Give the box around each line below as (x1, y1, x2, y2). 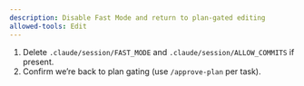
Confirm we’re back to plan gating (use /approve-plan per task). (22, 65, 261, 77)
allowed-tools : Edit (9, 22, 88, 31)
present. (22, 56, 54, 67)
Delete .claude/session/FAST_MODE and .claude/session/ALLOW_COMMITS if (22, 46, 295, 57)
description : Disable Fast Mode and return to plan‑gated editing (9, 13, 266, 23)
